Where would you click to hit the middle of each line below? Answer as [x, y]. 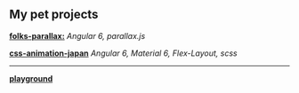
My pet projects [54, 15]
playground [31, 78]
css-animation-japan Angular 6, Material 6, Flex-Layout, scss [123, 53]
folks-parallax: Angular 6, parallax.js [77, 35]
